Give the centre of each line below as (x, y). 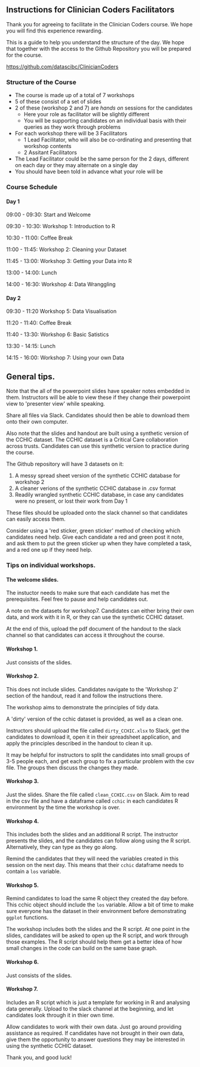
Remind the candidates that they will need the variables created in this (93, 859)
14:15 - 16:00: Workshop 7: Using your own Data (65, 358)
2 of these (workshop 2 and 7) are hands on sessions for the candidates (104, 108)
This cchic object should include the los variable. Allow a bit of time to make (100, 905)
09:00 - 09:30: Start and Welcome (49, 214)
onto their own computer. (37, 422)
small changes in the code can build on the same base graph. (82, 948)
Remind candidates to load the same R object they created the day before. (98, 899)
